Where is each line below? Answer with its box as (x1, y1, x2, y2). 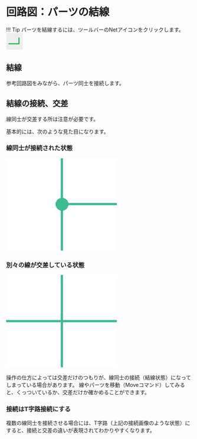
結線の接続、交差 (6, 99, 68, 109)
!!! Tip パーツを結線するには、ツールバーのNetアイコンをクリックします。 (6, 26, 184, 33)
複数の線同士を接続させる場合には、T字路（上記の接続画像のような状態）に (6, 420, 191, 427)
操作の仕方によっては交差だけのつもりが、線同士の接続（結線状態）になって (6, 374, 192, 381)
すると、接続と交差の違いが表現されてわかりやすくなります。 (6, 427, 155, 434)
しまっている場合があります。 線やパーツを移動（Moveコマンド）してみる (6, 382, 186, 389)
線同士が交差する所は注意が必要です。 (6, 115, 99, 122)
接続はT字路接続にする (6, 405, 71, 414)
